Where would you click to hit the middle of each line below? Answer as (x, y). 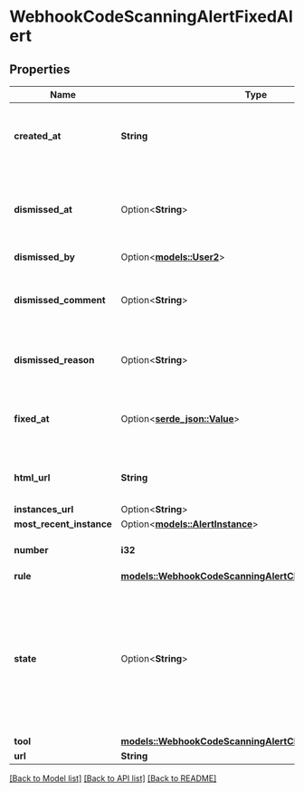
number (31, 550)
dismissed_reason (54, 360)
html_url (32, 477)
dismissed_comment (60, 300)
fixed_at (32, 419)
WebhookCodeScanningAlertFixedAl (152, 17)
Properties (40, 69)
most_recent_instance (63, 524)
